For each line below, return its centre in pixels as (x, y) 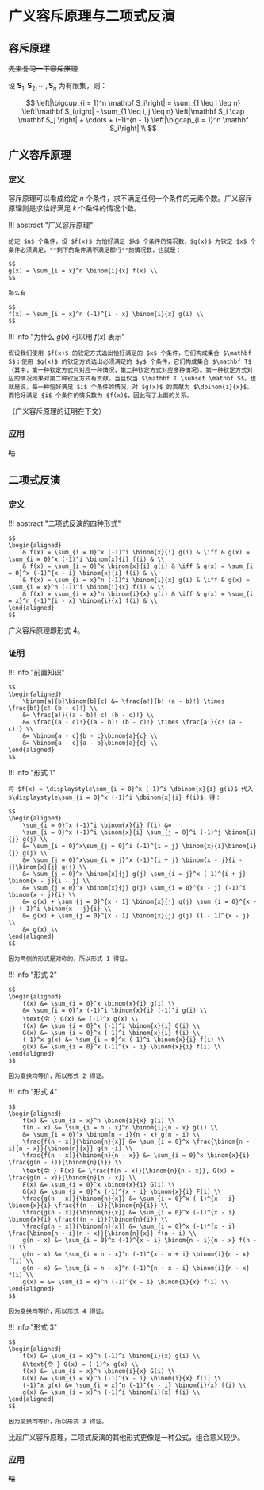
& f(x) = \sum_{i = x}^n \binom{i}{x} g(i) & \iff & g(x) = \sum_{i (138, 594)
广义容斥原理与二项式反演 (92, 16)
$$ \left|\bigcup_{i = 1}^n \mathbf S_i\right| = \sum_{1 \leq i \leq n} (133, 102)
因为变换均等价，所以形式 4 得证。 (58, 1311)
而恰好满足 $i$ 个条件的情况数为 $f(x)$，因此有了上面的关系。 (100, 396)
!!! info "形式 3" (33, 1326)
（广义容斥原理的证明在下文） (57, 411)
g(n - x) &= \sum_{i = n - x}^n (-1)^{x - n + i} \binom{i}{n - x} (136, 1254)
